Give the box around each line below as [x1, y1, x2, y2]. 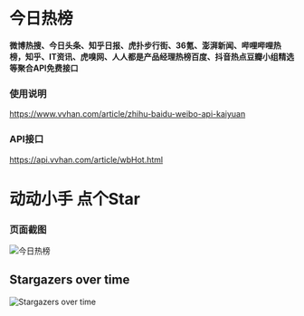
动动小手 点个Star [9, 188, 141, 209]
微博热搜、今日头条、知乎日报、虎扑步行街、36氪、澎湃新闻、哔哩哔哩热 [9, 40, 282, 51]
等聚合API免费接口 [9, 62, 79, 73]
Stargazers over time [9, 273, 130, 288]
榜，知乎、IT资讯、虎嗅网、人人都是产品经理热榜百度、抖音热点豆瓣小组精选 [9, 51, 295, 62]
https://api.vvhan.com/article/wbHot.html [9, 154, 164, 165]
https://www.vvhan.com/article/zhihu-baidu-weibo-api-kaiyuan [9, 109, 246, 120]
